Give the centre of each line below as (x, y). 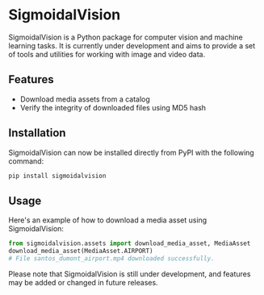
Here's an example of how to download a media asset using (108, 220)
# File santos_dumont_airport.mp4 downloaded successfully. (112, 259)
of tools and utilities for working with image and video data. (107, 54)
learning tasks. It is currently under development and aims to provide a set (132, 45)
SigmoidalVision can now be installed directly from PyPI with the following (131, 152)
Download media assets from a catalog (85, 99)
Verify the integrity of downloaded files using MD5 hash (113, 107)
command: (26, 161)
